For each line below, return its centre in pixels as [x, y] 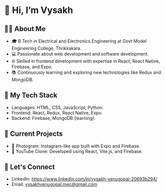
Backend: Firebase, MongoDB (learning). [53, 118]
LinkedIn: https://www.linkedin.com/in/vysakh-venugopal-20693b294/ [84, 179]
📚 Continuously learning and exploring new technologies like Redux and [86, 72]
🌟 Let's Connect [29, 167]
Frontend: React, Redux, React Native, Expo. [57, 113]
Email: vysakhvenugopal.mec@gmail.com [54, 184]
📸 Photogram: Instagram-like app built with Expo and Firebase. [76, 146]
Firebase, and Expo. [32, 67]
